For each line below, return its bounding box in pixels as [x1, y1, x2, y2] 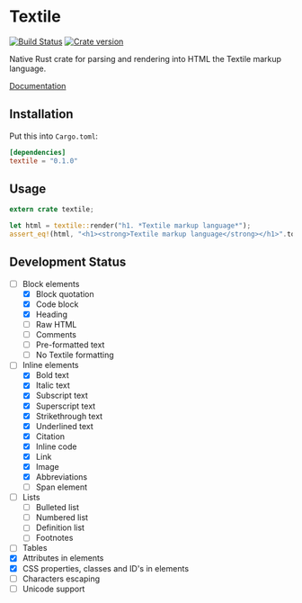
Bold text [35, 370, 69, 381]
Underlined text [35, 420, 94, 431]
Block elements [22, 278, 80, 289]
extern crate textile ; [9, 205, 94, 214]
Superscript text [35, 400, 96, 411]
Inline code [35, 441, 77, 452]
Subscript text [35, 390, 88, 401]
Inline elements [22, 360, 79, 371]
